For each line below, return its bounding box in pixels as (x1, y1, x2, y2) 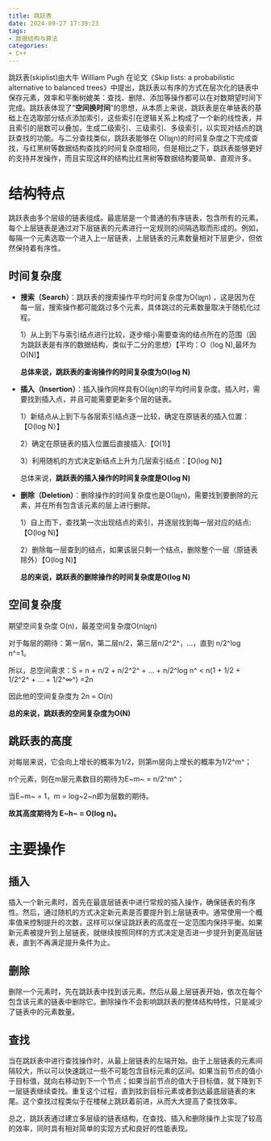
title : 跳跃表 (8, 11, 52, 20)
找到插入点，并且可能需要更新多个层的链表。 (27, 394, 176, 404)
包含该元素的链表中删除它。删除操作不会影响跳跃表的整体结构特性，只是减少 (8, 997, 263, 1007)
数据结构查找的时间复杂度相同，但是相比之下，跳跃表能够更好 (57, 143, 263, 153)
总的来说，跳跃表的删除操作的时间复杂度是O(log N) (19, 571, 191, 582)
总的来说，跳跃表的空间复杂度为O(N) (8, 708, 131, 718)
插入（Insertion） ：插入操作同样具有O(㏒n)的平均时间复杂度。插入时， (19, 384, 254, 394)
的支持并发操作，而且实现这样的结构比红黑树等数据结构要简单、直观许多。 (8, 154, 256, 162)
